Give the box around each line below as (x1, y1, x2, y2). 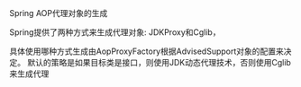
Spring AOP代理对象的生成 (9, 8, 108, 18)
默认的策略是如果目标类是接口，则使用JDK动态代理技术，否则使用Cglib (26, 57, 291, 67)
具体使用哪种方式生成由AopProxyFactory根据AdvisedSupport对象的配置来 (9, 46, 284, 57)
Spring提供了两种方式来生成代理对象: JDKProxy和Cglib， (9, 27, 221, 38)
